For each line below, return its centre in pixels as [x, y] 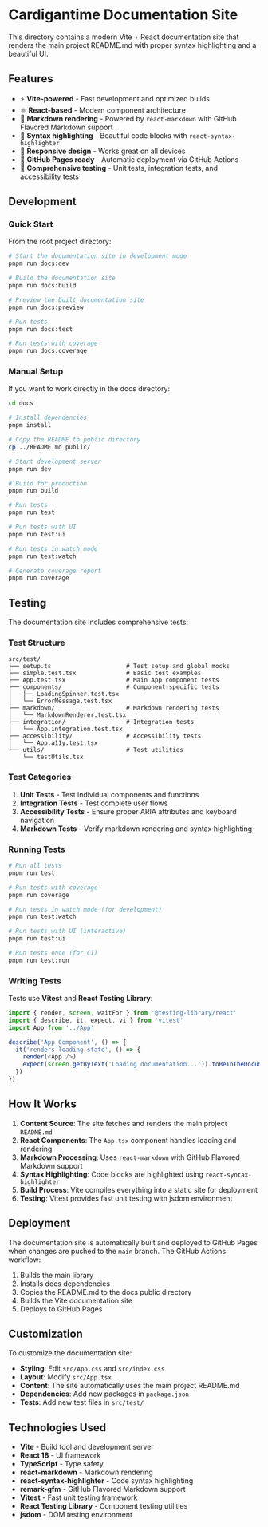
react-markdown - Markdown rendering [86, 1472]
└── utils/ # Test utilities [96, 750]
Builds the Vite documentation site [76, 1300]
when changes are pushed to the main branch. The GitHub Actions [117, 1251]
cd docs [21, 404]
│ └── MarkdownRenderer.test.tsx [67, 715]
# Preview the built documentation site [77, 300]
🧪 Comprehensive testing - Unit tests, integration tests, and [118, 168]
